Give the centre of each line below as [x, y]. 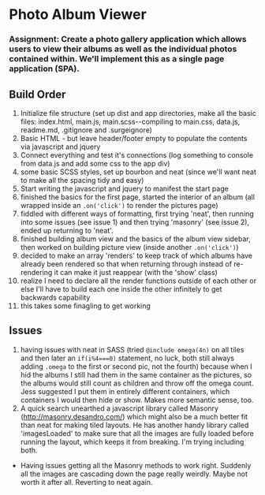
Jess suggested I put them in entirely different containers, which [125, 391]
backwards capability [55, 297]
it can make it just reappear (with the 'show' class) [136, 272]
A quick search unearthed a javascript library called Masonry [119, 408]
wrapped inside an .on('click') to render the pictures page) [119, 205]
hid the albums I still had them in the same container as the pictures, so [136, 374]
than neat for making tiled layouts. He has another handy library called [134, 425]
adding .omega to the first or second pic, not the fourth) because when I [136, 366]
